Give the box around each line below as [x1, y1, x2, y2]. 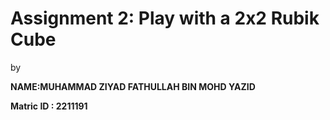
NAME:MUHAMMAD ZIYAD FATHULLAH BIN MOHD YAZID [10, 80, 256, 92]
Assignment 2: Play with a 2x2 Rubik [10, 7, 320, 30]
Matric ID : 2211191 [10, 100, 88, 112]
